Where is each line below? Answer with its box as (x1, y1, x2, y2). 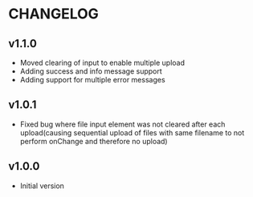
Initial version (19, 181, 64, 191)
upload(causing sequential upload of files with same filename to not (19, 127, 245, 137)
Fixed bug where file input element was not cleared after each (19, 119, 226, 129)
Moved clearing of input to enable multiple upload (19, 58, 186, 67)
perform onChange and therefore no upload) (19, 136, 168, 146)
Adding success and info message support (19, 66, 162, 76)
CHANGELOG (8, 5, 99, 23)
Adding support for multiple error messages (19, 75, 166, 84)
